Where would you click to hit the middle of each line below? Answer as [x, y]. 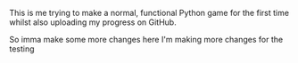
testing [22, 49]
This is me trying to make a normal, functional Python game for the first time [149, 13]
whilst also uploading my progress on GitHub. [93, 22]
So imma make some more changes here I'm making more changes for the [146, 39]
